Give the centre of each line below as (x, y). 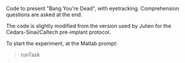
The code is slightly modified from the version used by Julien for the (89, 26)
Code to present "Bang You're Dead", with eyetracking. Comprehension (92, 8)
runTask (30, 55)
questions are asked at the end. (44, 15)
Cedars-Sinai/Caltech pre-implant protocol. (58, 32)
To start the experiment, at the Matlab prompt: (62, 43)
